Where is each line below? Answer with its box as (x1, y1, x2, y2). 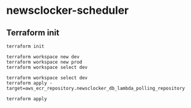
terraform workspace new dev (6, 54, 80, 60)
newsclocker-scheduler (6, 4, 129, 17)
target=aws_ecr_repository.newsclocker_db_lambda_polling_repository (6, 85, 186, 91)
